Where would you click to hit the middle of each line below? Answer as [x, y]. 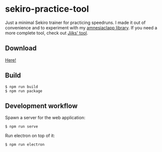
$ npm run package [24, 91]
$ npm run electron [25, 145]
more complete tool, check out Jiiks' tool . [47, 33]
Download [21, 48]
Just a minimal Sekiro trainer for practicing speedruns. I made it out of [75, 22]
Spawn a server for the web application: [45, 118]
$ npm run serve [21, 127]
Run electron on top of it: [30, 136]
